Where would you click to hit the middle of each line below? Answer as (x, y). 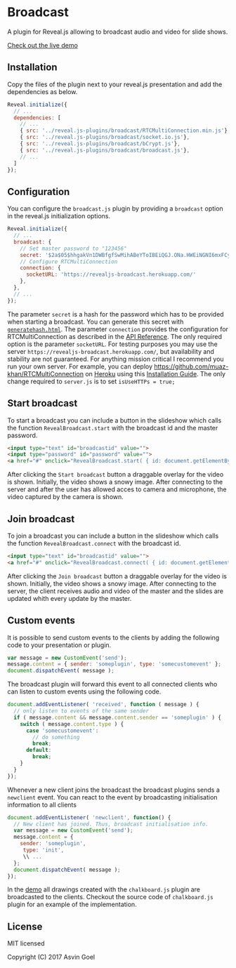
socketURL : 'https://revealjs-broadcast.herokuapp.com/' (111, 274)
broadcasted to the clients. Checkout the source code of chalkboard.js (110, 897)
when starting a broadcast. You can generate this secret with (96, 321)
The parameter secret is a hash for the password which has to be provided (116, 314)
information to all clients (42, 804)
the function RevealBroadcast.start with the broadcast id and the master (113, 427)
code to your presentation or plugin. (59, 645)
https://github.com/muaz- (191, 366)
